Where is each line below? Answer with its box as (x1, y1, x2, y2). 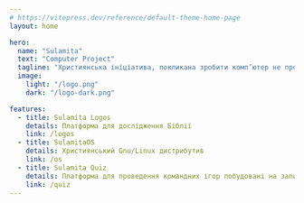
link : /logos (25, 130, 75, 139)
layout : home (9, 22, 59, 31)
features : (9, 105, 47, 114)
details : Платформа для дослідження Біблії (25, 121, 193, 131)
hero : (9, 38, 30, 47)
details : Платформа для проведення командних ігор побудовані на (25, 171, 278, 180)
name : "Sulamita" (17, 46, 83, 55)
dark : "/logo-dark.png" (25, 88, 116, 97)
